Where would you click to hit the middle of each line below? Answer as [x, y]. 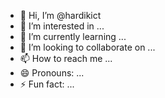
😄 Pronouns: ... [52, 73]
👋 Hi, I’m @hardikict [60, 15]
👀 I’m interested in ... [62, 26]
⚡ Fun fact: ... [47, 84]
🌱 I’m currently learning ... [73, 36]
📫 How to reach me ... [66, 58]
